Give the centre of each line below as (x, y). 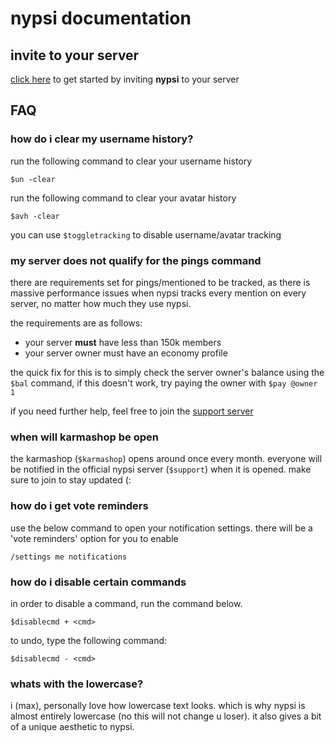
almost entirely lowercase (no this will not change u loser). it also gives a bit (166, 716)
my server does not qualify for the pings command (136, 260)
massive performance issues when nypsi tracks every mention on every (158, 293)
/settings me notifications (69, 557)
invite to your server (75, 55)
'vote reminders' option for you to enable (94, 538)
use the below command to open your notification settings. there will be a (161, 528)
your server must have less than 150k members (123, 342)
